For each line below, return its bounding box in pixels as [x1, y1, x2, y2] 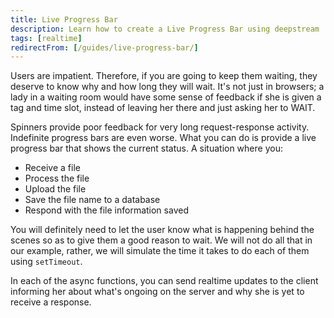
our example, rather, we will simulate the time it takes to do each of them [10, 245, 310, 257]
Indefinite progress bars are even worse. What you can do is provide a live [10, 132, 317, 144]
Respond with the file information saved [24, 204, 189, 216]
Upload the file [24, 183, 87, 195]
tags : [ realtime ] [10, 33, 83, 43]
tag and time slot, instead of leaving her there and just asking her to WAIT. [10, 102, 316, 114]
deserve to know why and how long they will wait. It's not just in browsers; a [10, 81, 325, 93]
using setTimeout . [10, 256, 83, 268]
